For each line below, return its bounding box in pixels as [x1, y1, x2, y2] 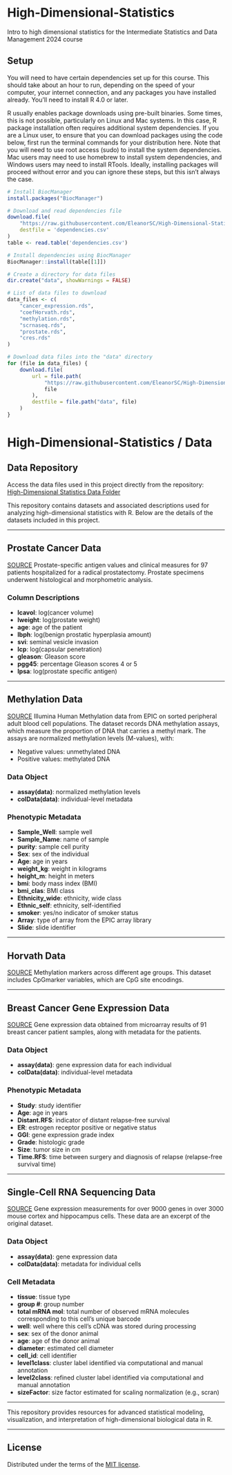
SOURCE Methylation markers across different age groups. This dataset [7, 968, 212, 977]
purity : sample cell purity [17, 843, 90, 851]
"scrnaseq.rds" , [19, 321, 67, 329]
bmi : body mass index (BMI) [17, 879, 98, 887]
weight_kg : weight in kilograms [17, 865, 107, 873]
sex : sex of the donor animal [17, 1329, 99, 1338]
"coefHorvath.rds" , [19, 309, 76, 316]
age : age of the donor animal [17, 1337, 100, 1345]
